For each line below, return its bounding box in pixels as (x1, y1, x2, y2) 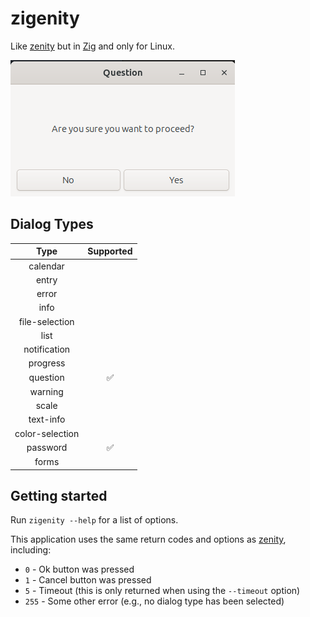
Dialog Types (10, 216, 94, 233)
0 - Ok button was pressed (24, 563, 135, 576)
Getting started (10, 487, 108, 504)
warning (29, 385, 64, 397)
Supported (87, 245, 133, 257)
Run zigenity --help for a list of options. (10, 514, 179, 526)
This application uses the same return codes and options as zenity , (10, 533, 287, 546)
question (28, 372, 65, 383)
